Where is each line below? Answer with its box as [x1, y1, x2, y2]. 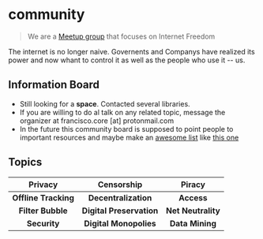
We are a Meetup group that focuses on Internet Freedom [27, 32, 216, 41]
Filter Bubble [18, 205, 69, 216]
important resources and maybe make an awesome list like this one [19, 133, 239, 142]
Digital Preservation [81, 205, 159, 216]
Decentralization [88, 192, 152, 203]
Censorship [97, 179, 143, 190]
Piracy [180, 179, 205, 190]
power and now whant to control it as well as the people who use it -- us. [8, 55, 246, 65]
